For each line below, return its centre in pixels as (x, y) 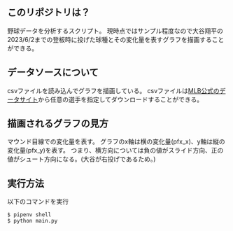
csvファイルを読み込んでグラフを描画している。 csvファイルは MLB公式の (114, 90)
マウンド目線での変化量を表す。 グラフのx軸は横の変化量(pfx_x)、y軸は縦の (116, 141)
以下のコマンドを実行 (38, 202)
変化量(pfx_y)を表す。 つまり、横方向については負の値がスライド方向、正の (115, 150)
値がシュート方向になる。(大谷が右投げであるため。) (82, 159)
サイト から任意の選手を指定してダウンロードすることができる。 (111, 99)
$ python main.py (33, 221)
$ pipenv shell (29, 215)
